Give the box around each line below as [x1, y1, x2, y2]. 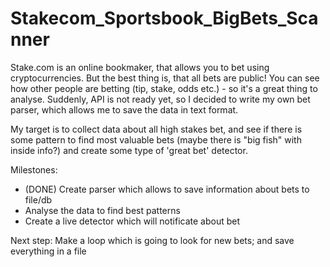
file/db [24, 193, 53, 206]
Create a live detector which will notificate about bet [24, 215, 241, 227]
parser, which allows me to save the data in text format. [10, 103, 239, 116]
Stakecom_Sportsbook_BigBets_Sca [10, 7, 319, 30]
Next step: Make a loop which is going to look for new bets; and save [10, 234, 295, 246]
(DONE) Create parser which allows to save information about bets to [24, 183, 310, 195]
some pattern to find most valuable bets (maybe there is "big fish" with [10, 133, 302, 146]
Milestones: [10, 163, 58, 176]
